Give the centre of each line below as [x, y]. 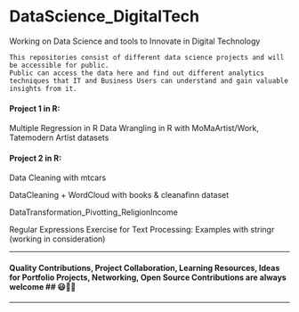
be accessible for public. [59, 65]
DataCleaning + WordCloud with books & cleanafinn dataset [119, 195]
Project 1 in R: [35, 108]
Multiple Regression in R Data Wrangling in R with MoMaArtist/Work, [134, 128]
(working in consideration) [57, 239]
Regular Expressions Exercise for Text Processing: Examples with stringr [142, 230]
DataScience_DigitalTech [105, 16]
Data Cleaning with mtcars [58, 178]
